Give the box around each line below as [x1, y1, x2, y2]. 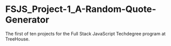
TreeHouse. [5, 36, 30, 42]
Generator [5, 14, 49, 25]
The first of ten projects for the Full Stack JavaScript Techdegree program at [5, 30, 166, 36]
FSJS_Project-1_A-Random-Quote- [5, 3, 156, 15]
